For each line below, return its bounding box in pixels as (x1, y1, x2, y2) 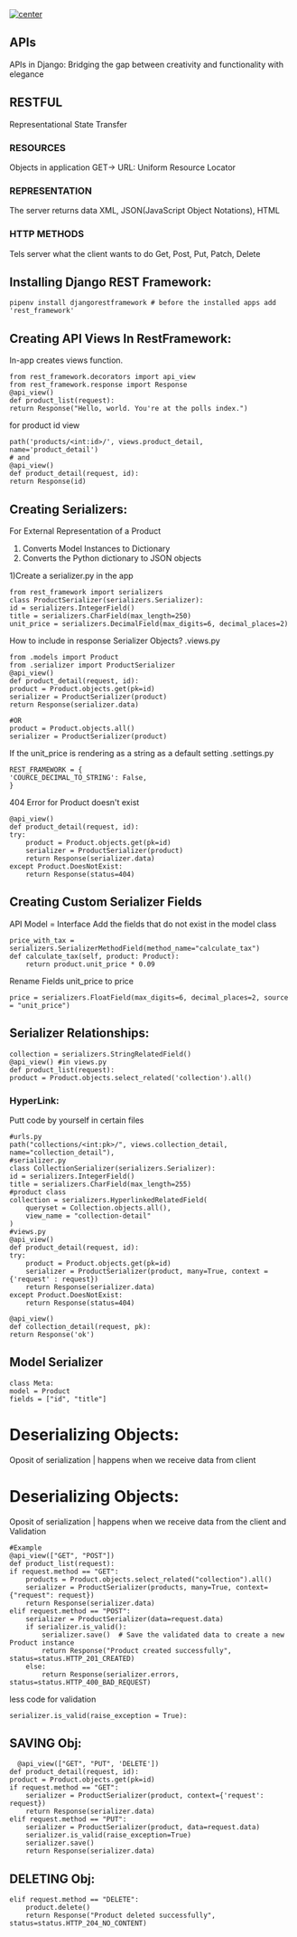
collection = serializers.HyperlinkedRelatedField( (9, 1195, 208, 1204)
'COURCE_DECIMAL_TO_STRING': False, (9, 773, 147, 782)
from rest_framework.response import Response (9, 380, 188, 390)
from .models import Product (9, 652, 119, 661)
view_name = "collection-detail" (25, 1211, 152, 1220)
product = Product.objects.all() (9, 724, 135, 733)
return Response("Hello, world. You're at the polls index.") (9, 404, 248, 413)
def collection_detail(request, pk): (9, 1322, 152, 1331)
